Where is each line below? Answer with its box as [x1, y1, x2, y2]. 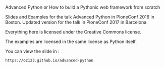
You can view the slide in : [5, 48, 60, 54]
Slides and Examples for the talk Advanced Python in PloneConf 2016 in [5, 14, 155, 19]
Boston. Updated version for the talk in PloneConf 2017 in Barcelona [5, 19, 147, 25]
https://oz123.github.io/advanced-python [5, 58, 94, 63]
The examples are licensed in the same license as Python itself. [5, 38, 137, 44]
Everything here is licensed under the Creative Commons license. [5, 29, 141, 34]
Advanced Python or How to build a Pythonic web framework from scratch [5, 4, 160, 10]
